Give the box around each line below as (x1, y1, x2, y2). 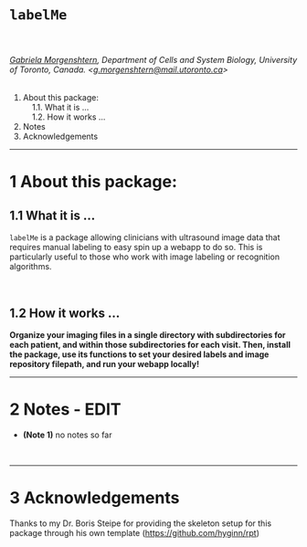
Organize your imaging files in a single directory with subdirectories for (9, 329, 286, 340)
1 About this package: (9, 172, 178, 193)
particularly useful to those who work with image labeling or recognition (9, 251, 281, 262)
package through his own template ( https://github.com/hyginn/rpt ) (9, 527, 260, 538)
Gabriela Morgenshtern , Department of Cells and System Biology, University (9, 54, 298, 65)
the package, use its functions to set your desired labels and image (9, 349, 270, 360)
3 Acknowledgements (9, 488, 180, 509)
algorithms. (9, 261, 52, 272)
